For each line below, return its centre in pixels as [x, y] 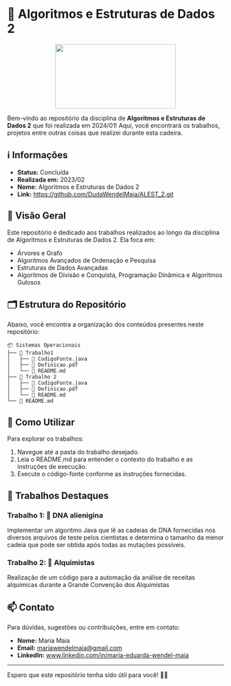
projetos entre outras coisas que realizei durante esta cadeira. [95, 133]
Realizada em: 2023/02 [51, 179]
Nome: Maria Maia [43, 640]
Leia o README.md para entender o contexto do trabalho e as [105, 459]
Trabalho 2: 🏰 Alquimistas [51, 562]
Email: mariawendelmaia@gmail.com [69, 648]
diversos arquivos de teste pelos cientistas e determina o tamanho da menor [115, 537]
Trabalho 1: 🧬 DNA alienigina [55, 515]
